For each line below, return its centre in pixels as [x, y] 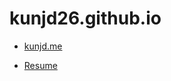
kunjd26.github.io [85, 18]
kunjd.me [43, 46]
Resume [40, 65]
